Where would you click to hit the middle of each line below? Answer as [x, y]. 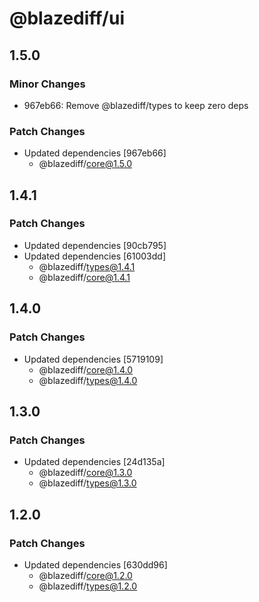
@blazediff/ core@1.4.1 [84, 277]
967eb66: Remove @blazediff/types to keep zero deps [136, 105]
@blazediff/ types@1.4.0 [88, 380]
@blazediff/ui [67, 18]
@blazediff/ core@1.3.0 [85, 473]
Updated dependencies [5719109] [93, 359]
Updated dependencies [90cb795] [95, 245]
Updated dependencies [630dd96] [95, 564]
